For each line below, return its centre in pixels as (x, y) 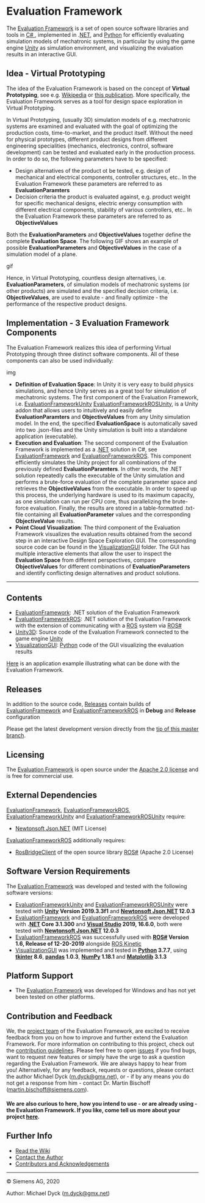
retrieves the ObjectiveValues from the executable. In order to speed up (106, 488)
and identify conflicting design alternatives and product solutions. (98, 573)
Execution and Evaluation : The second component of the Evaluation (101, 443)
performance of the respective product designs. (67, 304)
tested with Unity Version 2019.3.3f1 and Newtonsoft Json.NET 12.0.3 (105, 911)
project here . (23, 1117)
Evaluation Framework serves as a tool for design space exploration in (95, 101)
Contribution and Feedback (59, 1016)
